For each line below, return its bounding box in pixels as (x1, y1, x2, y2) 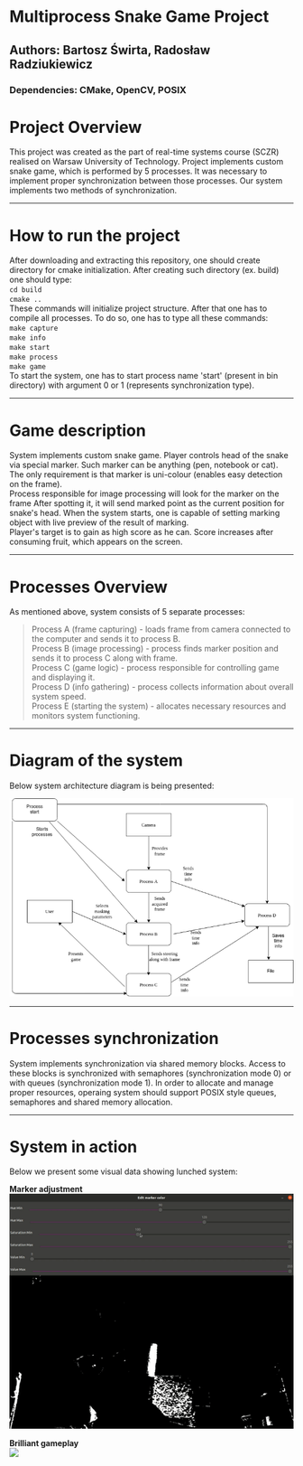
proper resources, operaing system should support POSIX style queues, (9, 1086, 277, 1097)
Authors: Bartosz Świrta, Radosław (9, 42, 210, 58)
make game (9, 362, 47, 371)
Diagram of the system (9, 750, 183, 771)
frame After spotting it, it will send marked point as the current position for (9, 498, 285, 509)
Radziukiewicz (9, 56, 93, 71)
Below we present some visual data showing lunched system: (9, 1166, 238, 1177)
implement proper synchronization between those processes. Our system (9, 175, 283, 186)
